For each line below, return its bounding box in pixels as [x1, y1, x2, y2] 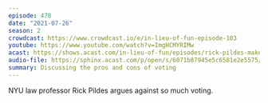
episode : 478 [8, 11, 52, 20]
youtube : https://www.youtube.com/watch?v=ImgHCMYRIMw [8, 42, 195, 50]
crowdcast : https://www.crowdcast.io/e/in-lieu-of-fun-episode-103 [8, 34, 238, 42]
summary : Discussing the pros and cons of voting [8, 64, 177, 72]
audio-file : [8, 57, 48, 65]
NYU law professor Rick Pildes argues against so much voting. [8, 85, 214, 95]
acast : [8, 49, 30, 57]
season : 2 [8, 26, 41, 34]
